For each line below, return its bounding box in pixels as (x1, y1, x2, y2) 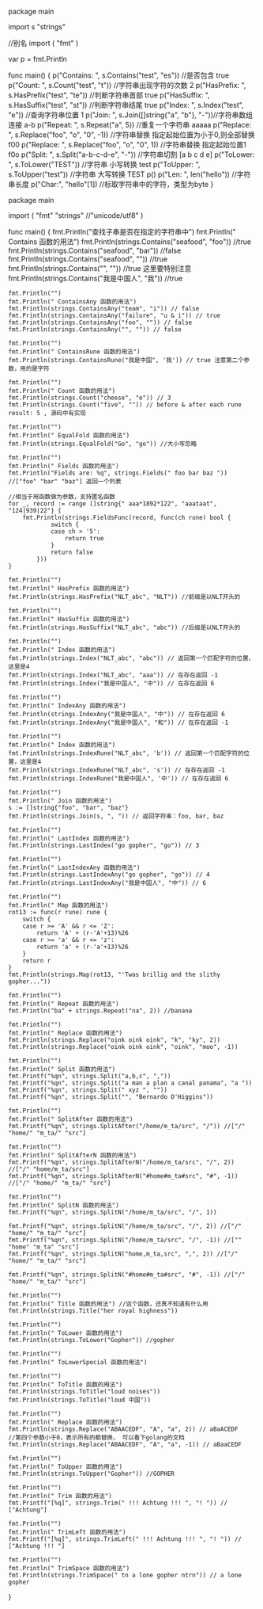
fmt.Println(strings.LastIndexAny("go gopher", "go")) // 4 (8, 871, 211, 879)
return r (22, 957, 51, 965)
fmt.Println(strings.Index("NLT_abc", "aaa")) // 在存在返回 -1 (8, 671, 219, 679)
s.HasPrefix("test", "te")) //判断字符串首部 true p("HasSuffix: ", (8, 90, 211, 100)
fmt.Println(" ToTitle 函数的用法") (8, 1381, 123, 1389)
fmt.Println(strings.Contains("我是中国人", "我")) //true (8, 273, 183, 283)
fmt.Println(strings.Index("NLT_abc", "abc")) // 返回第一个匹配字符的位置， (8, 654, 255, 662)
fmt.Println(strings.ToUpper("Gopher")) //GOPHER (8, 1470, 175, 1477)
